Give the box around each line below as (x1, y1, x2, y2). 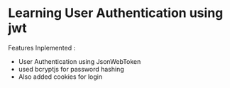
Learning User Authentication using (8, 5, 224, 21)
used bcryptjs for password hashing (18, 65, 124, 73)
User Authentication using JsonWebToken (18, 57, 141, 65)
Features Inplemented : (8, 43, 76, 52)
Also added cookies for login (18, 72, 103, 81)
